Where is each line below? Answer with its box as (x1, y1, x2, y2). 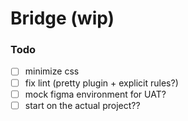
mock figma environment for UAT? (24, 88, 167, 100)
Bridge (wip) (10, 7, 115, 30)
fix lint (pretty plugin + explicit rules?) (24, 77, 179, 89)
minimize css (24, 65, 80, 77)
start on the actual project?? (24, 99, 141, 111)
